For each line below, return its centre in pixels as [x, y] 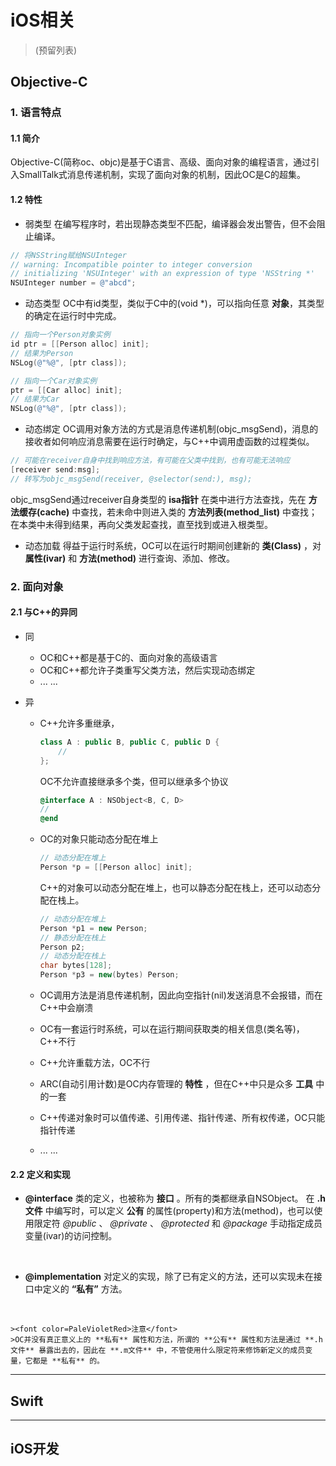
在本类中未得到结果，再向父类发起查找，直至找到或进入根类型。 [141, 524]
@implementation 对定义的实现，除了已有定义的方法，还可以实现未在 [169, 1277]
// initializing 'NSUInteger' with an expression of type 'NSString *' [162, 274]
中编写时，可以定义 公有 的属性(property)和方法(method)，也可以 [179, 1211]
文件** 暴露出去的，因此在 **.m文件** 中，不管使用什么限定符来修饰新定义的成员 [158, 1351]
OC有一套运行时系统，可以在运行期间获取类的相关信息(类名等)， [172, 1029]
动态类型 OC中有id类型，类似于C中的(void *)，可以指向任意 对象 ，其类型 [174, 303]
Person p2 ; [62, 947]
